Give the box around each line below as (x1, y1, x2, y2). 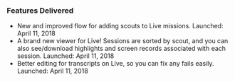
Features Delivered (6, 6, 74, 16)
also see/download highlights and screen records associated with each (16, 45, 226, 53)
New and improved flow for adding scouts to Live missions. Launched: (16, 22, 224, 30)
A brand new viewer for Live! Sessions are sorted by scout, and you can (16, 37, 229, 45)
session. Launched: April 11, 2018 (16, 52, 115, 60)
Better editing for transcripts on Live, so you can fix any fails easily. (16, 59, 214, 68)
